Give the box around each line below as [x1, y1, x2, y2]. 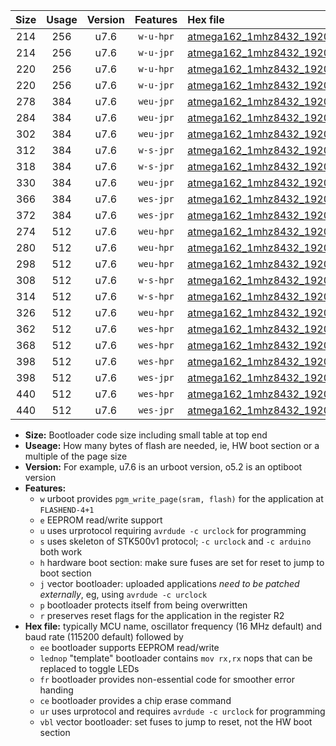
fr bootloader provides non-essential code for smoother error [39, 674, 295, 685]
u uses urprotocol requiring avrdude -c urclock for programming [39, 525, 307, 536]
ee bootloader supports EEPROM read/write [39, 642, 220, 653]
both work [39, 546, 83, 558]
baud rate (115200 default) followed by [24, 631, 184, 643]
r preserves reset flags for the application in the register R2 [39, 610, 285, 621]
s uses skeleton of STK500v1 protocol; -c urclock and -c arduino [39, 535, 312, 547]
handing [39, 684, 74, 696]
